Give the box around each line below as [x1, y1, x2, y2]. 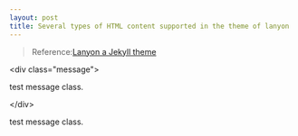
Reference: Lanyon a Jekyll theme [31, 46, 157, 57]
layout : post [9, 13, 59, 23]
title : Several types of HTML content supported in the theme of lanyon [9, 22, 290, 31]
